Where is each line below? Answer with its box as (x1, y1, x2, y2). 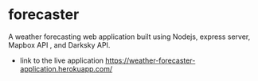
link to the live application (19, 56, 104, 65)
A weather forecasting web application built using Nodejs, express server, (8, 32, 251, 41)
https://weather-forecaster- (105, 56, 196, 65)
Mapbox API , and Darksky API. (8, 40, 111, 49)
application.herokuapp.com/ (19, 64, 113, 73)
